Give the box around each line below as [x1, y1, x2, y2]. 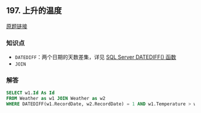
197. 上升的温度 [6, 5, 62, 16]
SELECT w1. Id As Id [6, 90, 55, 96]
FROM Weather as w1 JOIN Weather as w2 [6, 96, 106, 102]
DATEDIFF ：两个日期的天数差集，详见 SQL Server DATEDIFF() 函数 [14, 54, 176, 61]
